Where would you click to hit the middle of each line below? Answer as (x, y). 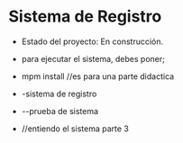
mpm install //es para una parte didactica (98, 76)
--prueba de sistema (60, 111)
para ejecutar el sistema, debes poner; (93, 58)
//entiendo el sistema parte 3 (75, 129)
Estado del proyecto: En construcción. (92, 41)
